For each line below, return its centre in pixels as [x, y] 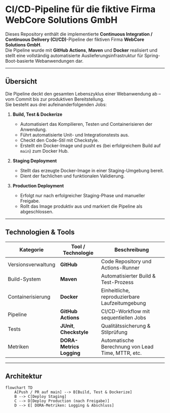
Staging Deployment [35, 161]
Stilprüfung [114, 332]
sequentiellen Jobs [123, 317]
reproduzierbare [120, 297]
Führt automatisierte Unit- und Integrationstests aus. [75, 134]
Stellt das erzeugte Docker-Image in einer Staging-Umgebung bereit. [92, 170]
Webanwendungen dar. [59, 61]
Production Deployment [38, 186]
